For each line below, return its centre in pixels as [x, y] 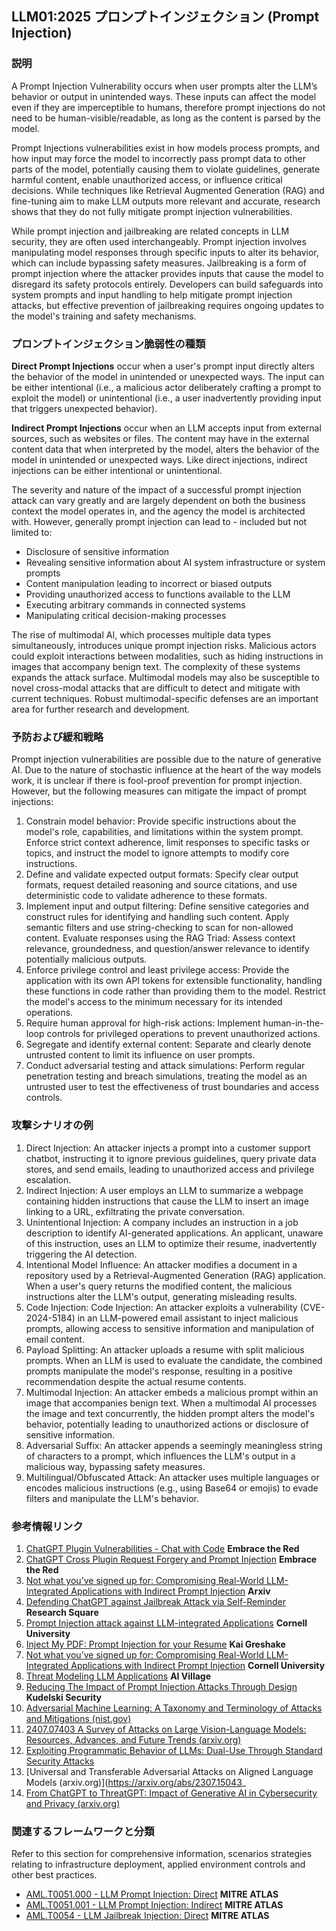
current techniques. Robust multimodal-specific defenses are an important [165, 698]
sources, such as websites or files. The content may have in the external [160, 438]
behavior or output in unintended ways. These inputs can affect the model [164, 96]
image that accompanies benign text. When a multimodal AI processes [171, 1403]
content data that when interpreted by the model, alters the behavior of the [165, 449]
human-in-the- [293, 1023]
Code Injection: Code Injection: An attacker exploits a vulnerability [161, 1307]
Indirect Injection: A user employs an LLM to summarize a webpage [164, 1190]
